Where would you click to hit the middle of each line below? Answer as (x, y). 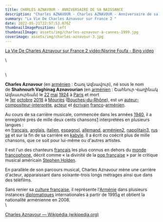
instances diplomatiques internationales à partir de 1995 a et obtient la (75, 194)
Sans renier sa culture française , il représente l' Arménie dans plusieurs (76, 189)
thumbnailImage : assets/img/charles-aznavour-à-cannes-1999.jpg (72, 32)
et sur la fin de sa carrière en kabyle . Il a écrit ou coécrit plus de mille (80, 135)
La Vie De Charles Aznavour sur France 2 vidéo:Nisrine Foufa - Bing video (80, 50)
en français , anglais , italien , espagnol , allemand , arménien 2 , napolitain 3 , (78, 130)
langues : (14, 124)
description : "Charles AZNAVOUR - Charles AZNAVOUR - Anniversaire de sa (82, 14)
